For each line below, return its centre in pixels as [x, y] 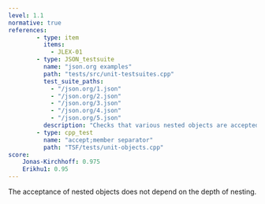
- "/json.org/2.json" [86, 96]
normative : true [35, 23]
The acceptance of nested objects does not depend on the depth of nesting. [132, 191]
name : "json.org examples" [88, 67]
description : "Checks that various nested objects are [135, 125]
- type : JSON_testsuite [75, 60]
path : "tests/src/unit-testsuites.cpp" [109, 74]
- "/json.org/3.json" [86, 103]
